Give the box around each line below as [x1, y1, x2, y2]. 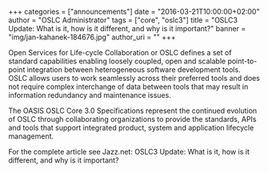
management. [8, 131, 54, 141]
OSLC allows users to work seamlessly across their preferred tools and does [8, 74, 260, 82]
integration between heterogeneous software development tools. [26, 65, 242, 74]
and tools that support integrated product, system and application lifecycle [8, 123, 254, 132]
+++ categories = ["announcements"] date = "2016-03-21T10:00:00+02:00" [8, 7, 260, 16]
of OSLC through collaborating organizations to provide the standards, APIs [8, 115, 257, 123]
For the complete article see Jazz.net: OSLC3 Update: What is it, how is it [8, 147, 250, 156]
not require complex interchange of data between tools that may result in [8, 82, 249, 91]
